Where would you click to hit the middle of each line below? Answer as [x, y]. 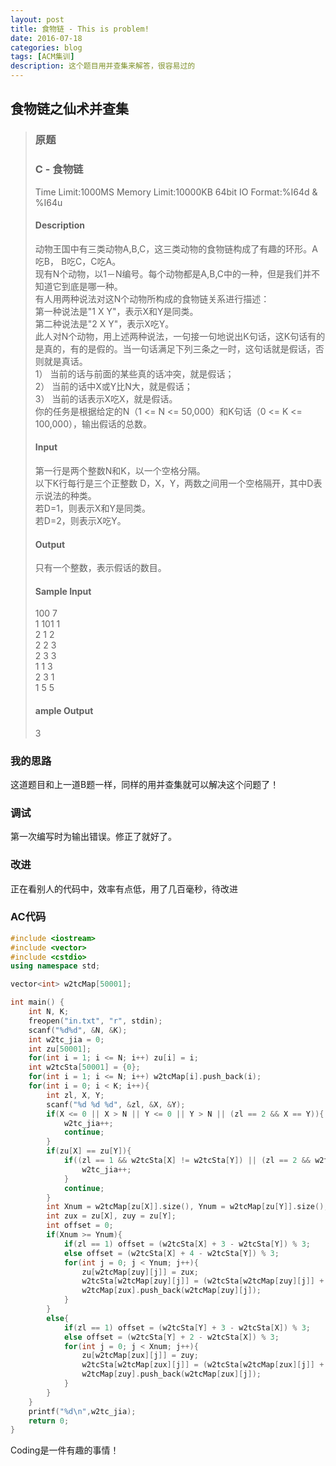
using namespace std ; [55, 966]
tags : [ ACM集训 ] [42, 57]
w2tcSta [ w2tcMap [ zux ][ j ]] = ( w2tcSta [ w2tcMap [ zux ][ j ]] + [203, 1365]
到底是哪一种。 [92, 286]
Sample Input [63, 591]
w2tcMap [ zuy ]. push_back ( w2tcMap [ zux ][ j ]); [171, 1374]
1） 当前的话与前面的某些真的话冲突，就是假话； [134, 373]
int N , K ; [49, 1012]
